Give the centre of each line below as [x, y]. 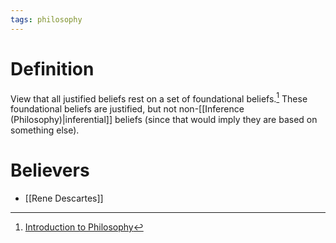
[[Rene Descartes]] [64, 198]
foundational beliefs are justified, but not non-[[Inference [127, 109]
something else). [45, 130]
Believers [50, 170]
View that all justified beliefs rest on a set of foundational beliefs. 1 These [159, 98]
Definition [52, 68]
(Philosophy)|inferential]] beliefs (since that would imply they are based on [164, 120]
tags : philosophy [46, 19]
